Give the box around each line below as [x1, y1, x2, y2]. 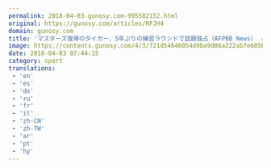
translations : [8, 65, 56, 73]
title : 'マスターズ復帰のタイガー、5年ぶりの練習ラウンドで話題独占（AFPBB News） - [8, 34, 265, 43]
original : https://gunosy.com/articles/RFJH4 [8, 19, 164, 27]
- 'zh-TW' [11, 124, 45, 132]
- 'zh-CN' [11, 117, 45, 125]
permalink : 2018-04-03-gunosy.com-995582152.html [8, 11, 179, 20]
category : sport [8, 57, 63, 65]
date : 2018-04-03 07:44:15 [8, 49, 99, 57]
